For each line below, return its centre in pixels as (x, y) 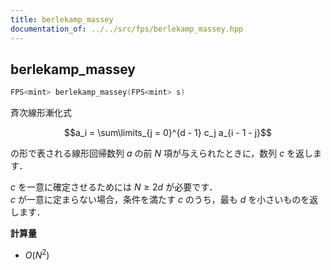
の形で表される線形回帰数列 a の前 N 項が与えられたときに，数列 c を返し (162, 153)
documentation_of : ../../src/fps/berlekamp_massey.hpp (127, 29)
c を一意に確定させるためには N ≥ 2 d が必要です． (114, 187)
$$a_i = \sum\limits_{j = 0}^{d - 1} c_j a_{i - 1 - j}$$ (168, 133)
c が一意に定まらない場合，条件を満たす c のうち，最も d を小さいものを (160, 200)
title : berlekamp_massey (62, 19)
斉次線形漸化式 (41, 113)
